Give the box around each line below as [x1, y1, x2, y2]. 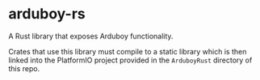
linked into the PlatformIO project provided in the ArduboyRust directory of [8, 55, 253, 65]
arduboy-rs [8, 5, 86, 23]
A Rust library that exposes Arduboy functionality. [8, 31, 174, 41]
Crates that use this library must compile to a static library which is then [8, 46, 247, 56]
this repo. [8, 63, 40, 73]
